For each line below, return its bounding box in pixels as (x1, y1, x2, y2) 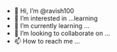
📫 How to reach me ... (13, 37, 80, 45)
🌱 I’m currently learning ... (13, 22, 90, 30)
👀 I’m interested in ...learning (13, 14, 98, 22)
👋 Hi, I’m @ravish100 (13, 7, 74, 15)
